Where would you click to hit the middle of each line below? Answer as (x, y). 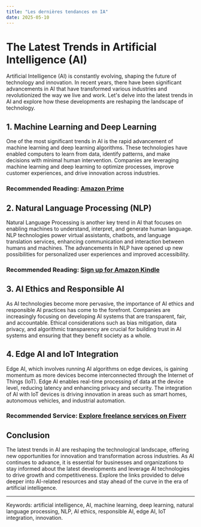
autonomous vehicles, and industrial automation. (66, 400)
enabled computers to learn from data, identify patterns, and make (88, 154)
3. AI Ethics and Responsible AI (65, 289)
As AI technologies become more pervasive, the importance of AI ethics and (100, 304)
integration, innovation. (34, 518)
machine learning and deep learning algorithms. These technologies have (97, 148)
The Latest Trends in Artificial (81, 47)
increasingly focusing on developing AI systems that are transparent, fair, (96, 316)
